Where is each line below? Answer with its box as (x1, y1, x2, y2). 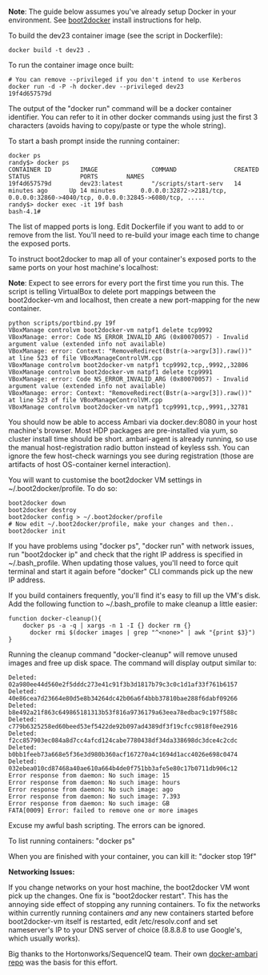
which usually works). (8, 933, 81, 943)
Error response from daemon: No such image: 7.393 (8, 793, 181, 801)
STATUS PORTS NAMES (8, 173, 146, 181)
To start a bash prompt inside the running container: (8, 136, 180, 146)
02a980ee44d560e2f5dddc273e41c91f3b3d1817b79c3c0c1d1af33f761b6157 (8, 681, 238, 689)
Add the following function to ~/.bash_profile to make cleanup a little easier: (8, 599, 258, 609)
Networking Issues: (8, 867, 75, 877)
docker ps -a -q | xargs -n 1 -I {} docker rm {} (22, 621, 192, 629)
